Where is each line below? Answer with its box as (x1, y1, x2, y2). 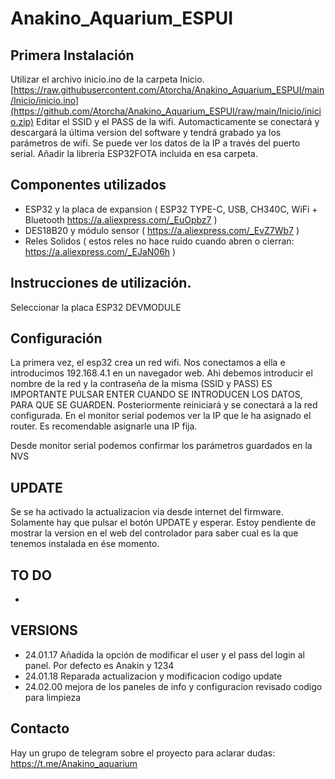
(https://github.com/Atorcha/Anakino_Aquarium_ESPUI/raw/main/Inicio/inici (10, 105, 322, 117)
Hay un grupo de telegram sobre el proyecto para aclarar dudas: (10, 747, 276, 759)
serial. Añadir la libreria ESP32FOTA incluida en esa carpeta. (10, 148, 258, 159)
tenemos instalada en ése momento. (10, 538, 160, 550)
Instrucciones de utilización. (10, 275, 192, 292)
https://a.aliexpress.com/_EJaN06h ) (24, 245, 177, 257)
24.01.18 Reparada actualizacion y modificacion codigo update (24, 670, 283, 682)
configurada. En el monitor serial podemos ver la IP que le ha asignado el (10, 410, 312, 422)
